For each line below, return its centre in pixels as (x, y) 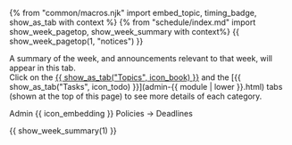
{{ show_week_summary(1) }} (63, 131)
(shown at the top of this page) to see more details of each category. (136, 96)
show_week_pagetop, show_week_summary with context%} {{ (124, 32)
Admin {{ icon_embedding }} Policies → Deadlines (101, 113)
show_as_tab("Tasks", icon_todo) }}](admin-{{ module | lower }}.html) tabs (146, 87)
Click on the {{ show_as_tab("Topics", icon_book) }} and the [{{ (125, 77)
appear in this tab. (42, 68)
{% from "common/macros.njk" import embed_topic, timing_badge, (133, 13)
